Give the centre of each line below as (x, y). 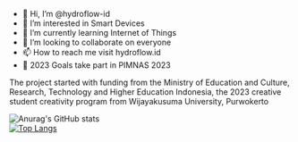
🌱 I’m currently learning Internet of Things (99, 33)
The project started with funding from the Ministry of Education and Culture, (150, 82)
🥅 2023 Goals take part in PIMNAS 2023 (97, 65)
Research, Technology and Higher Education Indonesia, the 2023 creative (145, 92)
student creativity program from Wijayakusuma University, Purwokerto (139, 101)
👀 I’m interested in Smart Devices (83, 23)
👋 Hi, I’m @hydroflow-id (66, 14)
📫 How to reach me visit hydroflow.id (91, 52)
